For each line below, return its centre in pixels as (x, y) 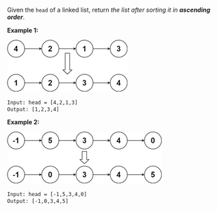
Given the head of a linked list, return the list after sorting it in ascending (109, 10)
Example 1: (23, 30)
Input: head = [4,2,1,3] (42, 102)
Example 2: (23, 122)
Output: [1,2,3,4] (33, 109)
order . (16, 17)
